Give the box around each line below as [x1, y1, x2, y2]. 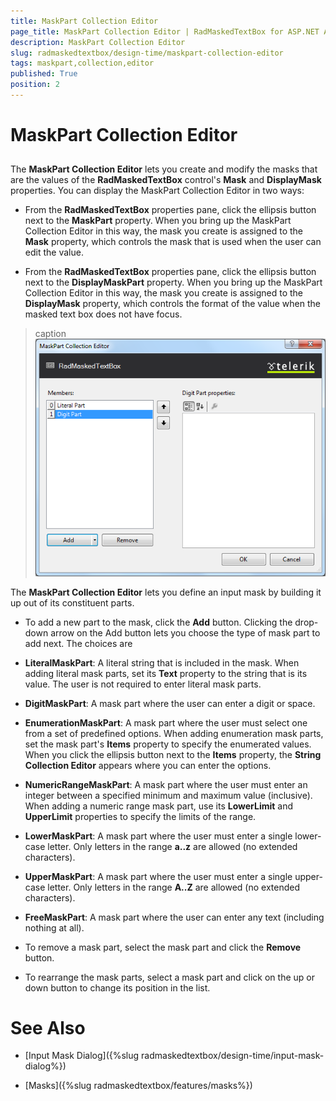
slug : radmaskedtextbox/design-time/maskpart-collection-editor [10, 48, 284, 58]
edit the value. [24, 246, 84, 259]
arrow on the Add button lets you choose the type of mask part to [50, 626, 321, 639]
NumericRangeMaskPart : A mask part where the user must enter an [24, 778, 308, 790]
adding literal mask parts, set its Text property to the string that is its [24, 667, 308, 679]
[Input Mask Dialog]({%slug [24, 1050, 140, 1062]
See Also [10, 1016, 86, 1039]
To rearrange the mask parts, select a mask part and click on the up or [24, 971, 315, 983]
